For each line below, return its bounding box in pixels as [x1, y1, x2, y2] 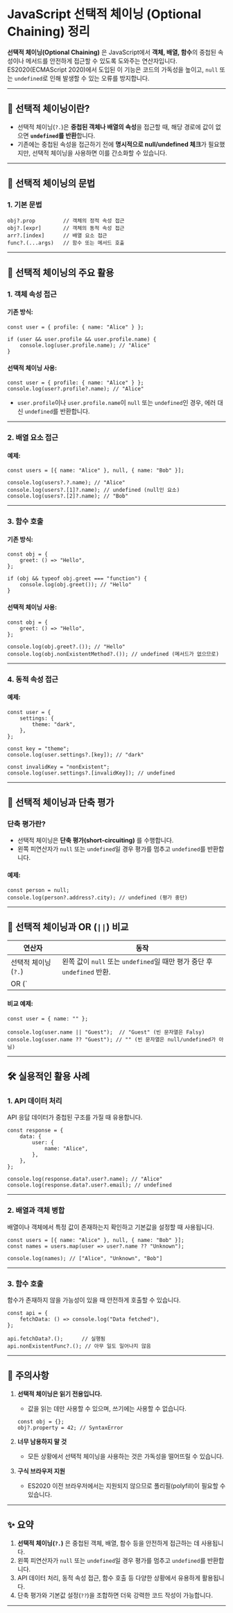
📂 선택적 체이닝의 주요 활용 [7, 267, 114, 279]
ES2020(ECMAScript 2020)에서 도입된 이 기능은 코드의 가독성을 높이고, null [7, 65, 218, 74]
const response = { [7, 1127, 64, 1134]
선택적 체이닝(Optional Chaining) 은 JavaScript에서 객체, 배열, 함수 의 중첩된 [7, 48, 216, 56]
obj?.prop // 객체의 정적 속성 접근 [7, 217, 125, 224]
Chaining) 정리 [7, 24, 90, 40]
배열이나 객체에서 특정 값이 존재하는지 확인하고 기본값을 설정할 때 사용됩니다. [7, 1223, 215, 1231]
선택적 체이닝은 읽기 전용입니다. [17, 1389, 103, 1398]
